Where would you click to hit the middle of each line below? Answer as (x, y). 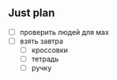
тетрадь (45, 59)
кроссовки (50, 50)
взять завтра (41, 41)
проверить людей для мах (64, 32)
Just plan (32, 13)
